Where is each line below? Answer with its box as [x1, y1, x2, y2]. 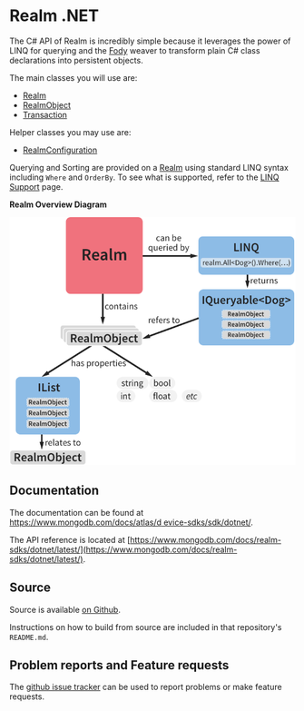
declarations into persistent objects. [9, 54, 143, 65]
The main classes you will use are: [9, 72, 138, 83]
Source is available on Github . [9, 604, 121, 615]
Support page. [9, 181, 64, 192]
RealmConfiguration [22, 144, 98, 155]
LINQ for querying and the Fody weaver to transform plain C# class [9, 44, 260, 55]
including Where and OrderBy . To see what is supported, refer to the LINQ [9, 172, 279, 183]
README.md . [9, 631, 49, 642]
